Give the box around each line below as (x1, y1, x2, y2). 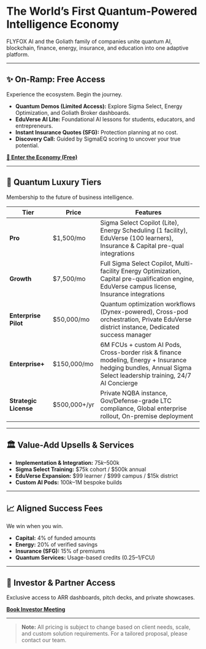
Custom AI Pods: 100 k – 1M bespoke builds (15, 479, 123, 486)
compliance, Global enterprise (100, 404, 187, 413)
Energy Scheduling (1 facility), (100, 226, 188, 235)
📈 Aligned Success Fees (6, 503, 103, 513)
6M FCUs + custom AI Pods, (100, 340, 182, 349)
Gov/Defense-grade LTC (100, 396, 172, 405)
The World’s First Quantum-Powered (6, 4, 197, 18)
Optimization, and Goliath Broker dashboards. (15, 109, 131, 116)
